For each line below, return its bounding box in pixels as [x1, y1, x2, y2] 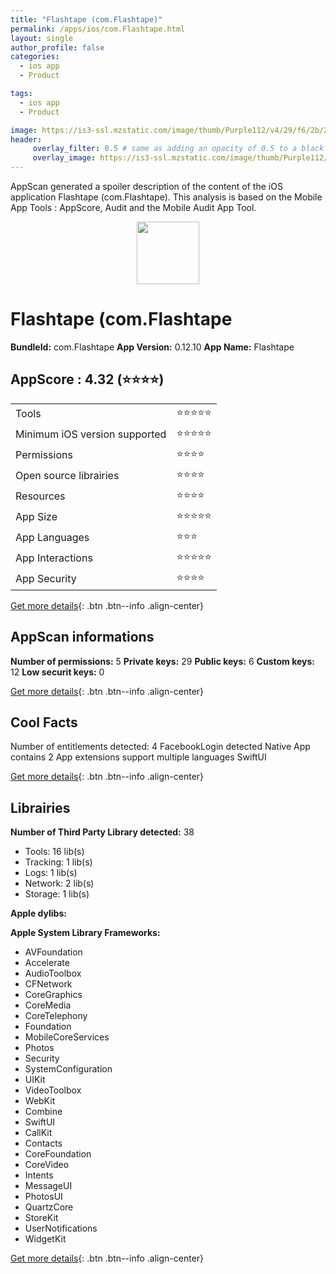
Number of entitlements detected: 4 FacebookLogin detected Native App [10, 741, 311, 753]
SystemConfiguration [24, 1063, 113, 1075]
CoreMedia [24, 999, 72, 1011]
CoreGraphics [24, 989, 83, 1001]
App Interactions [15, 551, 93, 565]
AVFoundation [24, 946, 83, 958]
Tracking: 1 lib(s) [24, 856, 93, 868]
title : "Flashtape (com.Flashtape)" [10, 14, 163, 25]
